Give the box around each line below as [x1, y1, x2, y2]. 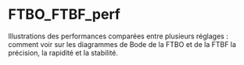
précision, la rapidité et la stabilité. [8, 48, 119, 57]
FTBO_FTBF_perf [8, 5, 121, 23]
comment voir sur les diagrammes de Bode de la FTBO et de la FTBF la [8, 39, 237, 49]
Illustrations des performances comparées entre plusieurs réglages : [8, 31, 228, 41]
